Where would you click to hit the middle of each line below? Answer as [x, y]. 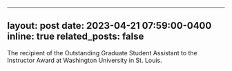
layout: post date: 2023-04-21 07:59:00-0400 [109, 26]
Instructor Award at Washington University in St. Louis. [85, 60]
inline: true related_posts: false [76, 37]
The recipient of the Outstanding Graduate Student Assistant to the [103, 53]
